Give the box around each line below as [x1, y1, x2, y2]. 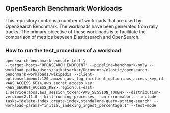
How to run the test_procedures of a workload [5, 47, 122, 54]
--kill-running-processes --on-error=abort [39, 94, 134, 99]
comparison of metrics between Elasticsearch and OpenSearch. [5, 34, 140, 40]
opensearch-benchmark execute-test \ [5, 58, 86, 63]
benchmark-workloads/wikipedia [5, 72, 72, 77]
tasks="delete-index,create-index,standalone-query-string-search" [5, 99, 152, 104]
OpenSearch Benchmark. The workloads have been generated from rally [5, 23, 158, 29]
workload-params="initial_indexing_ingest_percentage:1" [5, 103, 129, 108]
